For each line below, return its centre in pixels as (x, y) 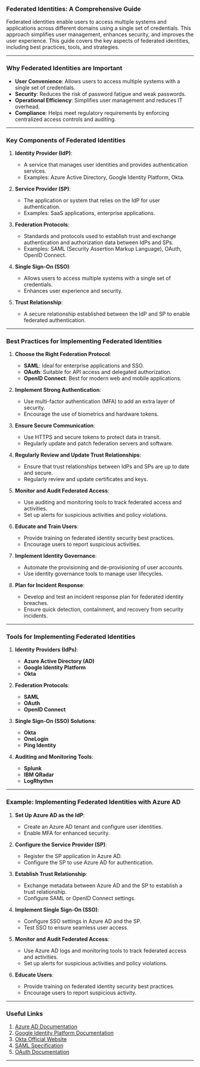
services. (35, 171)
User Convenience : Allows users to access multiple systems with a (97, 81)
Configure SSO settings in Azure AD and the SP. (82, 921)
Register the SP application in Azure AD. (73, 856)
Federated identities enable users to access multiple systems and (86, 22)
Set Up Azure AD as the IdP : (50, 815)
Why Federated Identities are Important (64, 68)
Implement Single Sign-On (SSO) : (57, 909)
